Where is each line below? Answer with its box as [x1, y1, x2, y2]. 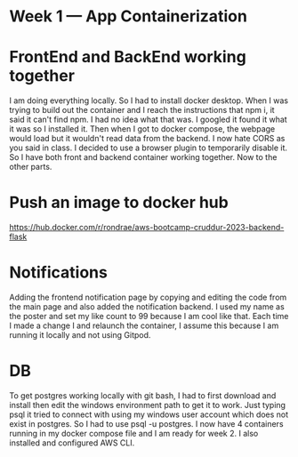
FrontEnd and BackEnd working [9, 47, 246, 68]
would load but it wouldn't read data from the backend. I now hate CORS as [9, 133, 286, 144]
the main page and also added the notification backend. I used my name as [9, 301, 285, 312]
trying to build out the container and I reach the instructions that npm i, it [9, 105, 275, 116]
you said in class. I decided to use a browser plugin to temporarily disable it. [9, 142, 287, 153]
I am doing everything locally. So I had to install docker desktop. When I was [9, 95, 289, 106]
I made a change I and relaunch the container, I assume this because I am [9, 320, 279, 331]
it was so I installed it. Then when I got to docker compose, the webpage [9, 124, 276, 134]
